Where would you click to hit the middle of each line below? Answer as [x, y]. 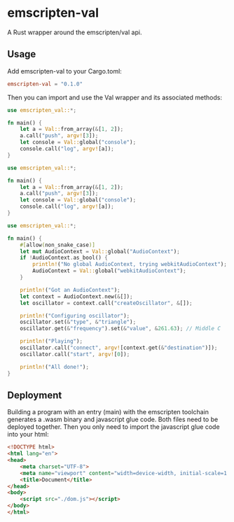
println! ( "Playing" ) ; [51, 341]
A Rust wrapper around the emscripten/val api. [75, 32]
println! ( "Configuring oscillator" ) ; [75, 316]
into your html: [28, 435]
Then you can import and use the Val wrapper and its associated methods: [115, 97]
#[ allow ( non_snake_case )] [58, 245]
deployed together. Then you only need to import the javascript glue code [113, 427]
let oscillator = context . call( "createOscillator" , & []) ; [106, 303]
